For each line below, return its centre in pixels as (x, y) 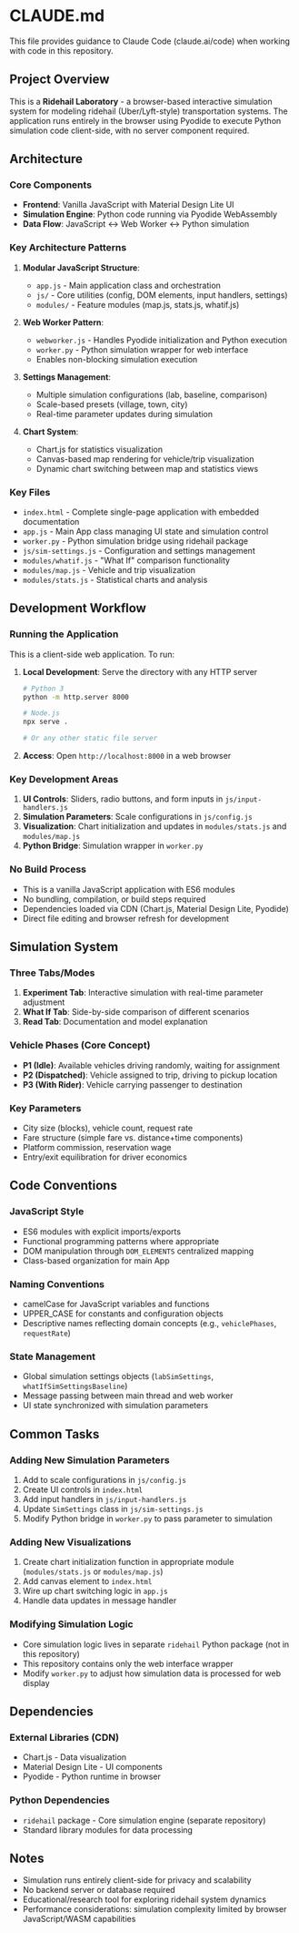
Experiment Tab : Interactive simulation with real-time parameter (143, 993)
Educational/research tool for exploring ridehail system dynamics (144, 1899)
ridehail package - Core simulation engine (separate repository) (144, 1820)
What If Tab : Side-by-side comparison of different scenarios (136, 1012)
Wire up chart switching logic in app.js (95, 1591)
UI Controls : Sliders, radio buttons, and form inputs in (123, 799)
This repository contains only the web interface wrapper (128, 1663)
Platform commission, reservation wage (97, 1147)
